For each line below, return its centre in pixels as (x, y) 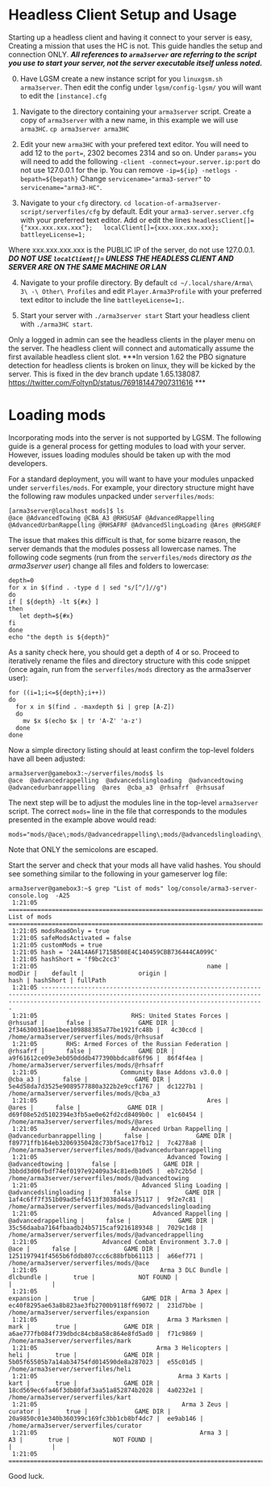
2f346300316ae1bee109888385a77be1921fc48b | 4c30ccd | (106, 1030)
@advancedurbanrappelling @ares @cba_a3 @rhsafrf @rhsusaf (117, 788)
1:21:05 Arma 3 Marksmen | (120, 1319)
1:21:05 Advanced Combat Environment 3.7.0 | (120, 1241)
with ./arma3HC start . (56, 324)
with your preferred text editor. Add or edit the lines (105, 220)
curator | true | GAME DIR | (90, 1411)
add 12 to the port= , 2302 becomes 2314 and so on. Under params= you (138, 153)
